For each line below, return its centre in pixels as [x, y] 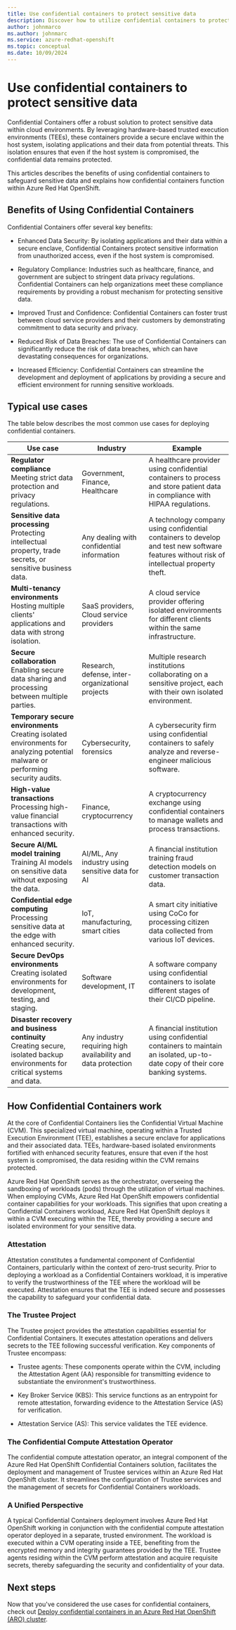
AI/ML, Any [100, 854]
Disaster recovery [41, 1019]
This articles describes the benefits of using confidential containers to [109, 173]
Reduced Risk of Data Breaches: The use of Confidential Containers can [122, 341]
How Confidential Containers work [85, 1106]
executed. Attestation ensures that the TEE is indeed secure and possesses [117, 1289]
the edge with [33, 935]
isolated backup [37, 1055]
